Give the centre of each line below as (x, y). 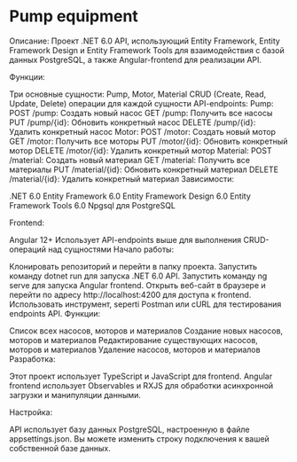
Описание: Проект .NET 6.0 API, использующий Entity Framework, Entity (145, 41)
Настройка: (31, 412)
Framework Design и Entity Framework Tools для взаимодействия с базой (147, 50)
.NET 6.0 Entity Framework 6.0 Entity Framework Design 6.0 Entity (130, 196)
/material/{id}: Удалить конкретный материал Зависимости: (122, 178)
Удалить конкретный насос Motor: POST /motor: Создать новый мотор (143, 131)
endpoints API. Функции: (55, 313)
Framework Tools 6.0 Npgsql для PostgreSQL (92, 205)
